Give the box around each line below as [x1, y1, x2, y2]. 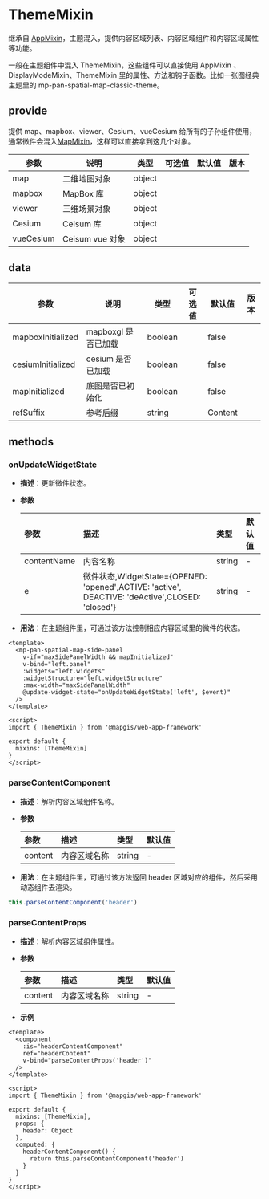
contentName [23, 555, 76, 567]
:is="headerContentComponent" [22, 1042, 124, 1051]
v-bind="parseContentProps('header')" [22, 1056, 152, 1064]
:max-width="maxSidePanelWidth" [22, 681, 130, 689]
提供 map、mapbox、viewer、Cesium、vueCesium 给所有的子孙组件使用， [8, 126, 257, 136]
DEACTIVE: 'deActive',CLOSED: [82, 591, 202, 603]
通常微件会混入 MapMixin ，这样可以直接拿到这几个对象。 [8, 136, 195, 146]
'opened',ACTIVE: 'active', [82, 582, 182, 593]
